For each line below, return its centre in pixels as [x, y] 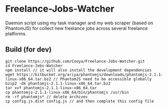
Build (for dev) [29, 49]
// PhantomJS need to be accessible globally [103, 79]
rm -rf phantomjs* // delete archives [46, 97]
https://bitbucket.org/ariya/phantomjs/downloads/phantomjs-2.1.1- [90, 75]
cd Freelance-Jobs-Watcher [34, 66]
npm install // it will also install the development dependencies [79, 70]
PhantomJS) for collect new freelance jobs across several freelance [77, 28]
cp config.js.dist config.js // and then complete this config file [80, 101]
